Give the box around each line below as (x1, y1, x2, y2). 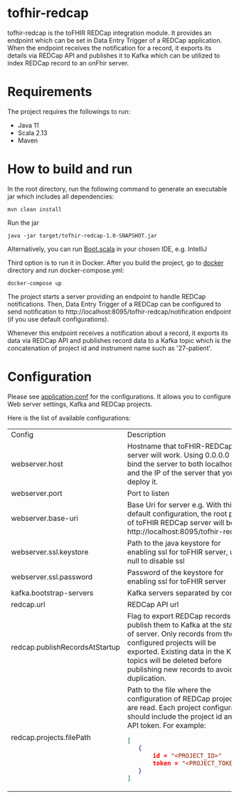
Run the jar (7, 218, 39, 227)
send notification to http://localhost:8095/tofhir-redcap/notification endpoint (7, 307, 231, 316)
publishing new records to (127, 664, 215, 674)
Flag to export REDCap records (127, 610, 231, 620)
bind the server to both (127, 459, 204, 469)
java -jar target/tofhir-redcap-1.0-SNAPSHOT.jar (7, 232, 158, 239)
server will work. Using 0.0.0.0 (127, 450, 230, 460)
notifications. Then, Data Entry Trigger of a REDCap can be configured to (7, 300, 222, 308)
